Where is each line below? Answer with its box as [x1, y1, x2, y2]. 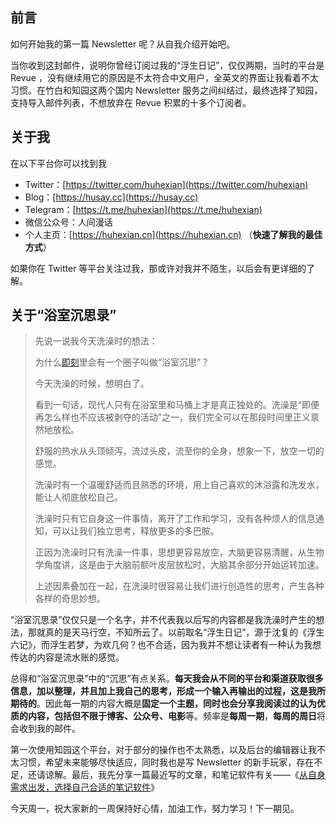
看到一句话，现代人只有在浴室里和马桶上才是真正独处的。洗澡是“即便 [34, 399, 320, 411]
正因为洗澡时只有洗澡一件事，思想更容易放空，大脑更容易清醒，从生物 [34, 546, 325, 558]
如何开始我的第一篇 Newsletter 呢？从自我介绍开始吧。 [10, 38, 236, 50]
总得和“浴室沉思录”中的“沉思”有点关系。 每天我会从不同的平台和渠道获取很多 [10, 673, 324, 685]
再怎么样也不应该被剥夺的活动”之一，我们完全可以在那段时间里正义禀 [34, 411, 320, 423]
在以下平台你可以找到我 [10, 157, 107, 169]
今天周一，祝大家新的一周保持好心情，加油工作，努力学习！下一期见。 [10, 803, 300, 815]
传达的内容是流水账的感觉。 [10, 651, 125, 663]
